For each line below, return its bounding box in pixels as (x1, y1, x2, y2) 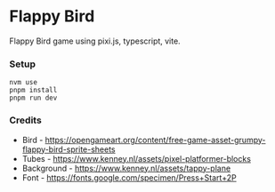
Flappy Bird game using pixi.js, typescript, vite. (9, 36, 181, 46)
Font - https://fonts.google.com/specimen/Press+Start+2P (21, 172, 238, 183)
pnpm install (9, 86, 58, 95)
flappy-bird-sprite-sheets (21, 144, 116, 155)
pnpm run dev (9, 93, 58, 103)
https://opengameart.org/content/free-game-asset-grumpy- (44, 134, 266, 145)
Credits (9, 114, 42, 126)
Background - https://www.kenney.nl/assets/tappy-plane (21, 163, 231, 173)
